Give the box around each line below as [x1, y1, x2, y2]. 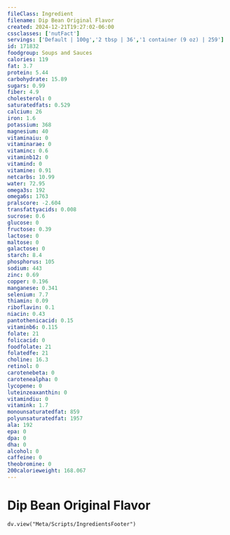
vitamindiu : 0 [7, 395, 49, 402]
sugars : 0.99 [7, 82, 46, 89]
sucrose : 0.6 [7, 213, 46, 220]
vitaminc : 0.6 [7, 147, 49, 154]
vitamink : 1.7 [7, 402, 49, 409]
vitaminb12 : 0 [7, 154, 49, 161]
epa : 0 [7, 428, 27, 435]
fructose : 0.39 [7, 225, 52, 232]
